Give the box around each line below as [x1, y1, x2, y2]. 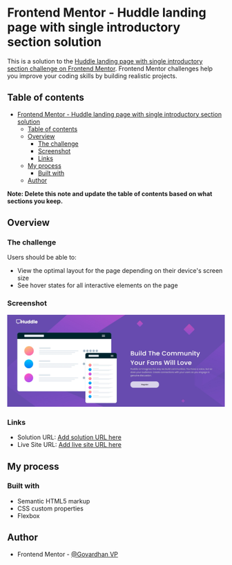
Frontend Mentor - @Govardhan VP [17, 550, 119, 558]
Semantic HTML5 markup [17, 497, 90, 505]
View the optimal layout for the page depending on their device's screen [17, 267, 223, 275]
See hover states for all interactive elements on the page [17, 281, 178, 289]
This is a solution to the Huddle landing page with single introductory [7, 57, 203, 65]
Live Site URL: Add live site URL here [17, 441, 122, 449]
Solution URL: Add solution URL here [17, 433, 122, 441]
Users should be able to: [7, 253, 77, 262]
